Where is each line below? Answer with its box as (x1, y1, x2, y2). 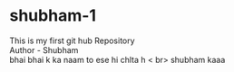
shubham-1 (9, 5, 97, 26)
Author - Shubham (9, 44, 79, 55)
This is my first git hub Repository (9, 35, 135, 46)
